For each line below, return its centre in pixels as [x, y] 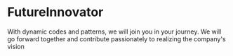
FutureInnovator [55, 12]
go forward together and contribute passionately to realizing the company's [116, 38]
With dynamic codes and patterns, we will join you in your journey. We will [114, 31]
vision [16, 46]
